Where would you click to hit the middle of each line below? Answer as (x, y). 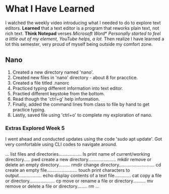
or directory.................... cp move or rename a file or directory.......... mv (79, 181)
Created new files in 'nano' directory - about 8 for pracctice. (75, 77)
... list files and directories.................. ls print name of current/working (78, 154)
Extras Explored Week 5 (35, 128)
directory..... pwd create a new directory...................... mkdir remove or (78, 160)
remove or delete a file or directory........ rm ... (52, 186)
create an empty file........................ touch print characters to (68, 170)
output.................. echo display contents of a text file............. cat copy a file (83, 176)
